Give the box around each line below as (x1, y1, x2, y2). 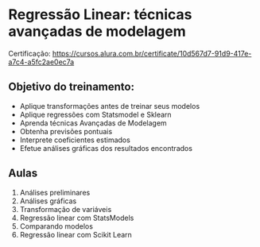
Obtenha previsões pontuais (19, 126, 113, 136)
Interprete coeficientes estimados (19, 135, 131, 145)
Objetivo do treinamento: (8, 80, 135, 94)
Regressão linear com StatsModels (19, 213, 134, 222)
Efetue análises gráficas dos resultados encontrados (19, 143, 193, 152)
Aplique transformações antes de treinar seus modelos (19, 101, 200, 110)
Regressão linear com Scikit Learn (19, 230, 133, 239)
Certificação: (8, 48, 51, 58)
